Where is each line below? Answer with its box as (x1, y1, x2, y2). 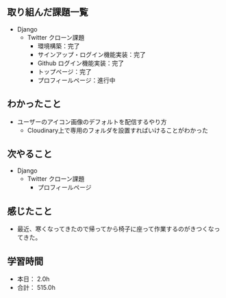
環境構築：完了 (37, 42, 80, 50)
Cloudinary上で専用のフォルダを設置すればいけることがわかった (27, 126, 209, 134)
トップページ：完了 (37, 67, 92, 75)
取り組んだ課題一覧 (7, 6, 88, 18)
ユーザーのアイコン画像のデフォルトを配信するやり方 (16, 117, 167, 125)
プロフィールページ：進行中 (37, 76, 116, 84)
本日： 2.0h (16, 275, 50, 283)
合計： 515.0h (16, 284, 56, 292)
